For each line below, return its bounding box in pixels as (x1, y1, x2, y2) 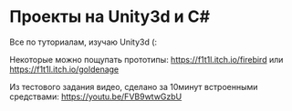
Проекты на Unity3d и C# (9, 6, 211, 27)
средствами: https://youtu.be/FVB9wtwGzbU (9, 91, 182, 102)
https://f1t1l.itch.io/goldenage (9, 64, 120, 75)
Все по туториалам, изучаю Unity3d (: (9, 36, 158, 47)
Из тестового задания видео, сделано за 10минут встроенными (9, 81, 258, 92)
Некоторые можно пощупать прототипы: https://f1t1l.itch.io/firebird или (9, 54, 284, 65)
